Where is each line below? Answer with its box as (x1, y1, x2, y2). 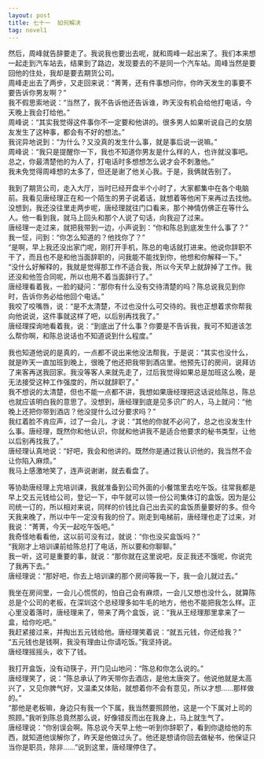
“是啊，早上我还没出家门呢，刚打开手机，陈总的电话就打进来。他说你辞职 (8, 243, 246, 252)
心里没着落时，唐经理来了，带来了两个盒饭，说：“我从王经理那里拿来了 (8, 608, 239, 617)
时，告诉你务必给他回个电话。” (8, 292, 104, 302)
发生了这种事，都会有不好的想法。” (14, 128, 126, 137)
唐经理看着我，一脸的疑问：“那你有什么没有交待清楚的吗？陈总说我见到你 (8, 282, 246, 291)
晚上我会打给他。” (14, 108, 71, 117)
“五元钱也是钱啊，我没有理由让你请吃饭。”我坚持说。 (8, 637, 177, 646)
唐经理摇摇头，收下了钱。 (8, 647, 91, 657)
